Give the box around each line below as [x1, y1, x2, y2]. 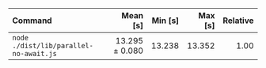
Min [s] [151, 15, 180, 26]
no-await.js [12, 49, 58, 58]
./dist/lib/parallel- [12, 41, 93, 50]
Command [12, 15, 53, 26]
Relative [222, 15, 254, 26]
